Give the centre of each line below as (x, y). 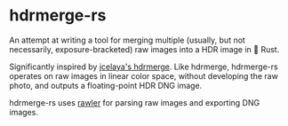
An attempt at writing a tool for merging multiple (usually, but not (128, 40)
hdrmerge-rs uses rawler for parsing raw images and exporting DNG (135, 102)
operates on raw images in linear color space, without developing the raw (144, 75)
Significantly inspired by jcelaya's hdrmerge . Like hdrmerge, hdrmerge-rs (144, 67)
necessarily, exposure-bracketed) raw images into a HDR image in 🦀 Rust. (144, 49)
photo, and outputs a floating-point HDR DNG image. (106, 85)
